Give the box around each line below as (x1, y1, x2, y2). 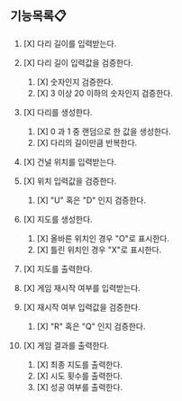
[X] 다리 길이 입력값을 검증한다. (23, 57, 133, 68)
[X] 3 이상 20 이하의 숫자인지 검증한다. (36, 87, 174, 98)
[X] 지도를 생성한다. (23, 214, 93, 224)
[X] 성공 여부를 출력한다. (36, 381, 123, 392)
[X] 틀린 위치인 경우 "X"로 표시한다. (36, 244, 162, 255)
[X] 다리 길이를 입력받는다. (23, 38, 117, 49)
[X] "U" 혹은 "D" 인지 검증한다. (36, 195, 147, 205)
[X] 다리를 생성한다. (23, 106, 93, 117)
